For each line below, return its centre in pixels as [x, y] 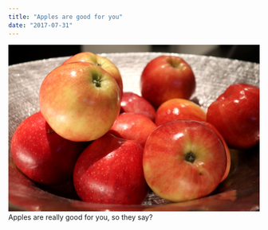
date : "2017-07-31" [41, 25]
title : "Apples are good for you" [66, 17]
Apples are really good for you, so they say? [81, 217]
